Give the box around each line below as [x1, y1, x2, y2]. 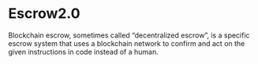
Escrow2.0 [8, 5, 80, 23]
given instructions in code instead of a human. [8, 47, 159, 56]
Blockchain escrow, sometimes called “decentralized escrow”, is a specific [8, 30, 250, 40]
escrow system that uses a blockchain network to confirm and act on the [8, 38, 245, 48]
